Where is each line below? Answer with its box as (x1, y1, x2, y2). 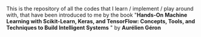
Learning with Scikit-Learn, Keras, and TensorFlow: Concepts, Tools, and (6, 18, 196, 24)
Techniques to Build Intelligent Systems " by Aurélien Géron (6, 24, 161, 31)
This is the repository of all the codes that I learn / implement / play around (6, 5, 194, 12)
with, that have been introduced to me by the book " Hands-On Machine (6, 11, 188, 18)
